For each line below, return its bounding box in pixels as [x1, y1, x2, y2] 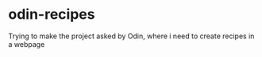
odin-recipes [8, 5, 95, 23]
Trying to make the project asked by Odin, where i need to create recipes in [8, 31, 255, 41]
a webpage [8, 39, 45, 48]
